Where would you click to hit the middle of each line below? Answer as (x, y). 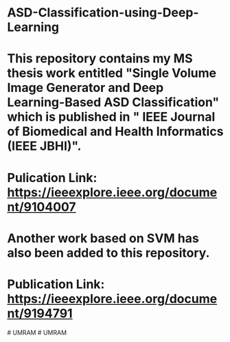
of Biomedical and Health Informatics (115, 132)
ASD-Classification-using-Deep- (103, 13)
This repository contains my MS (100, 59)
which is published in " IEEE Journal (111, 117)
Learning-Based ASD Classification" (113, 103)
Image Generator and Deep (85, 88)
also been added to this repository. (108, 253)
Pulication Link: (52, 178)
